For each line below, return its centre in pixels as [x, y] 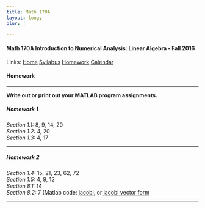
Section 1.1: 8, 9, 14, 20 [35, 124]
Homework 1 [22, 109]
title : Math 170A [28, 12]
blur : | [16, 23]
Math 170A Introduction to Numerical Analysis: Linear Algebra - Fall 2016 [101, 48]
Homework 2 [23, 157]
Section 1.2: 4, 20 [28, 131]
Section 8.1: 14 [24, 186]
